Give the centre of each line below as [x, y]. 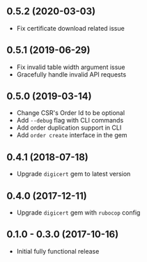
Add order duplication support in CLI [69, 128]
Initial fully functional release [58, 251]
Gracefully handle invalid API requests [71, 74]
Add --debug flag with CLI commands [70, 121]
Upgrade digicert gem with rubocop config [78, 213]
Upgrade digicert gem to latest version [73, 174]
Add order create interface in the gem [72, 135]
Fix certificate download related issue [70, 28]
